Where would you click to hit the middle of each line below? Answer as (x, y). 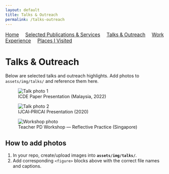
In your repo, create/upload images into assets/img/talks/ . (75, 155)
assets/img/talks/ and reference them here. (52, 81)
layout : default (22, 10)
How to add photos (36, 143)
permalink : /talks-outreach (35, 19)
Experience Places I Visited (39, 41)
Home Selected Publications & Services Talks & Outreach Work (84, 35)
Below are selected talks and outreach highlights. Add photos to (72, 76)
